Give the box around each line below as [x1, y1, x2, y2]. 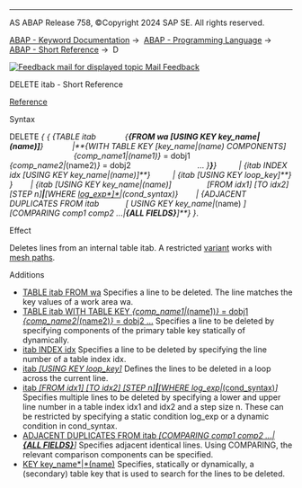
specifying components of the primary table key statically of [22, 325, 245, 335]
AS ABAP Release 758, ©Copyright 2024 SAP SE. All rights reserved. [9, 17, 265, 28]
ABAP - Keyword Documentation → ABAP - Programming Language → [9, 35, 272, 45]
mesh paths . [9, 253, 56, 262]
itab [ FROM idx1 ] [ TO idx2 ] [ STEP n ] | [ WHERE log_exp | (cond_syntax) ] [22, 383, 279, 393]
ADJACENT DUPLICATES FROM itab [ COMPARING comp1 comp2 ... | [22, 430, 276, 440]
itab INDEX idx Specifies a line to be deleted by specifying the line [22, 344, 268, 355]
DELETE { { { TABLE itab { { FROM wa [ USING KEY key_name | [9, 131, 261, 142]
